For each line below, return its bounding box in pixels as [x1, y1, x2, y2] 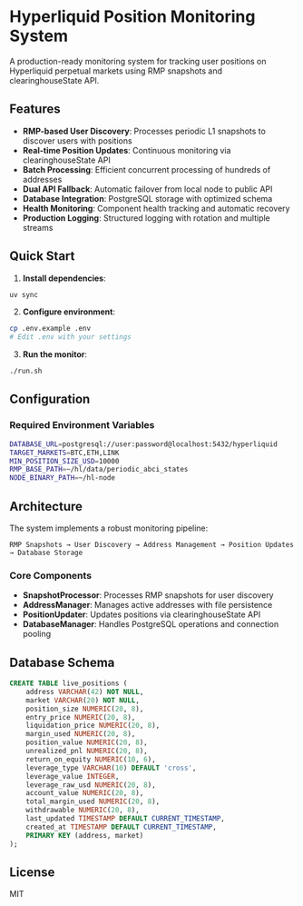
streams [22, 222, 54, 233]
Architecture [9, 498, 83, 514]
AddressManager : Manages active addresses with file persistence [22, 600, 273, 611]
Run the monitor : [22, 349, 88, 360]
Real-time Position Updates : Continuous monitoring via [22, 144, 231, 155]
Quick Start [9, 248, 75, 264]
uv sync [9, 290, 39, 299]
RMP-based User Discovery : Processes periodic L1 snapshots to [22, 125, 266, 136]
